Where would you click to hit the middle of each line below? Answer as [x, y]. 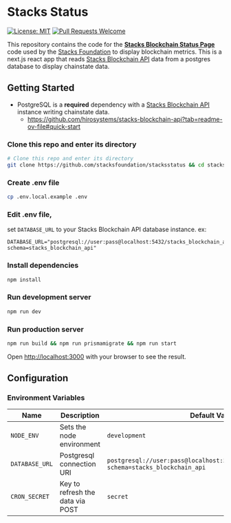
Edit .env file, [30, 214]
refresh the [77, 493]
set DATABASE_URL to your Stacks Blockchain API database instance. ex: [107, 230]
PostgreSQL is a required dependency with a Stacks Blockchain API [113, 105]
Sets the [73, 427]
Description [80, 416]
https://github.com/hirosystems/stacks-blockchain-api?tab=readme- [125, 119]
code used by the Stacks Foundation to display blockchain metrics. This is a [114, 52]
